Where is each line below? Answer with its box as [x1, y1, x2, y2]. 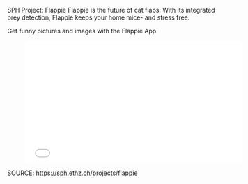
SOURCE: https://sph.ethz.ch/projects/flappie [7, 169, 138, 177]
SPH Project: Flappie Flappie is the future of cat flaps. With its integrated [7, 6, 215, 14]
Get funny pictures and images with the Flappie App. [7, 27, 158, 35]
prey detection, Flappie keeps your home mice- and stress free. [7, 13, 190, 22]
